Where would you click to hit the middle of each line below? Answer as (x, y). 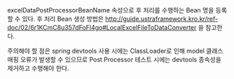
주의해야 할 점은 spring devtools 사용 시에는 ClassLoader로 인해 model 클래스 (115, 51)
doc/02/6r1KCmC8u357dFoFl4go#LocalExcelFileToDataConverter (102, 27)
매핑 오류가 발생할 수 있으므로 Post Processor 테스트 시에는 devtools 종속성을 (115, 60)
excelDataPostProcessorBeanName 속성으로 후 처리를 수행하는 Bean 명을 (111, 10)
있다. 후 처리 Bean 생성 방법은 (63, 19)
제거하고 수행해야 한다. (38, 68)
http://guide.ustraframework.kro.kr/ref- (161, 19)
